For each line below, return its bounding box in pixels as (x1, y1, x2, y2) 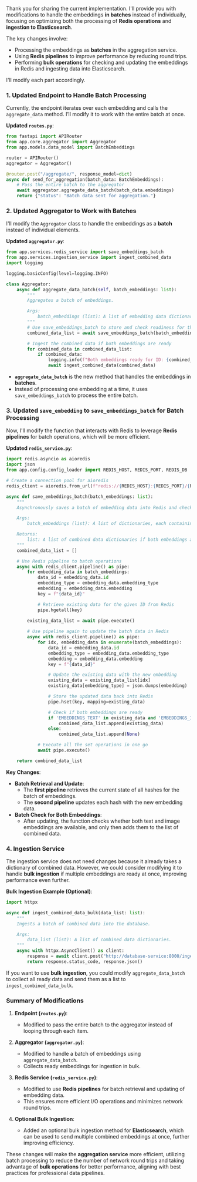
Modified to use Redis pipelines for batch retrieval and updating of (23, 1086, 185, 1093)
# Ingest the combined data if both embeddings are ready (27, 341, 172, 346)
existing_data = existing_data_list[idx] (47, 678, 151, 683)
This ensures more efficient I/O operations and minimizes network (23, 1098, 184, 1105)
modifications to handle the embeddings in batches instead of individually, (6, 11, 186, 18)
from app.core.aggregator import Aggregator (6, 139, 117, 145)
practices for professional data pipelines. (6, 1170, 105, 1177)
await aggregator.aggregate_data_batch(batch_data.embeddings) (16, 187, 175, 193)
